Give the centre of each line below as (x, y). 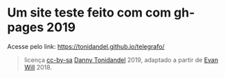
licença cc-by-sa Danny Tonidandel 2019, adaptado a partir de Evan (121, 59)
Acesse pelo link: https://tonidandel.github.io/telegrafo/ (86, 46)
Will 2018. (38, 67)
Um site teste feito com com (89, 13)
